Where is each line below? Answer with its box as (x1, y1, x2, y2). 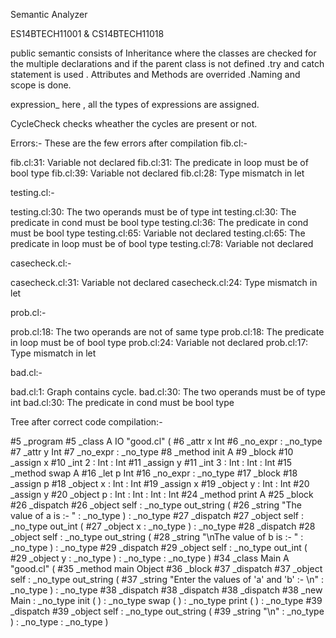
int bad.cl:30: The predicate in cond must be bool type (10, 397, 235, 408)
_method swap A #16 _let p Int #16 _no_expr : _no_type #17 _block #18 (10, 467, 298, 479)
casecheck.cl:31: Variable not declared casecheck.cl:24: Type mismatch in (10, 277, 318, 288)
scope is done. (10, 79, 72, 91)
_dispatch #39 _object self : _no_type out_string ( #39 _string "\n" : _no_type (10, 605, 325, 617)
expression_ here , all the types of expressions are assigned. (10, 99, 260, 110)
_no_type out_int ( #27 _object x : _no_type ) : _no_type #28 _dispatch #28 (10, 520, 316, 532)
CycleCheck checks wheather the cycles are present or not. (10, 118, 258, 129)
